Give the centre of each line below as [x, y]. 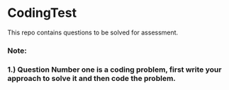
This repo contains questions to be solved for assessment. [93, 32]
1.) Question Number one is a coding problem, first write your [114, 70]
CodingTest [42, 13]
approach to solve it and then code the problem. [91, 78]
